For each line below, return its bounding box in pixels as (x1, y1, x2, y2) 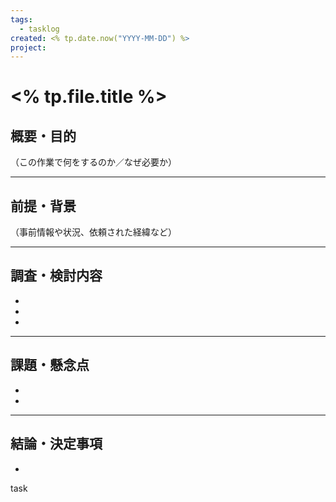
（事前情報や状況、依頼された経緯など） (10, 226, 177, 238)
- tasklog (19, 24, 60, 34)
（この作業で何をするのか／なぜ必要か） (10, 156, 177, 168)
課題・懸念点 (10, 357, 90, 374)
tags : (10, 14, 33, 25)
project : (10, 42, 47, 53)
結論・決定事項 (10, 436, 103, 453)
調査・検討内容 (10, 267, 103, 285)
